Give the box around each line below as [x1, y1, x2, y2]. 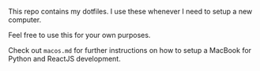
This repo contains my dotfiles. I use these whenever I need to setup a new [8, 7, 253, 16]
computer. [8, 15, 42, 24]
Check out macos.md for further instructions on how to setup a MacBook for [8, 46, 251, 54]
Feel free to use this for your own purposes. [8, 31, 151, 39]
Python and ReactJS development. [8, 54, 121, 63]
